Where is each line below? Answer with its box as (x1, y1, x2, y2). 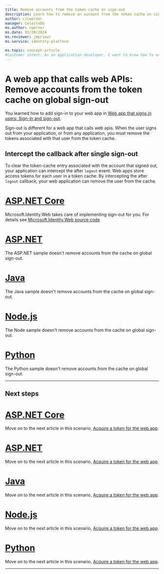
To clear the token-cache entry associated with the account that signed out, (5, 162, 158, 169)
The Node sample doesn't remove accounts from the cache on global (5, 327, 145, 333)
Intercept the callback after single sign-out (5, 150, 138, 158)
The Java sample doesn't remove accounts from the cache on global (5, 289, 143, 295)
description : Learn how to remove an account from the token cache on (5, 12, 152, 17)
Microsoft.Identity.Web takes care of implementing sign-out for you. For (5, 211, 149, 218)
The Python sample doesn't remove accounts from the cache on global (5, 366, 148, 371)
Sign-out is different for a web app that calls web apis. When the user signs (5, 125, 157, 131)
